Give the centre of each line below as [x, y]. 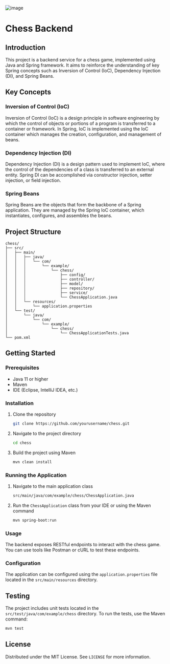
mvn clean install [32, 462]
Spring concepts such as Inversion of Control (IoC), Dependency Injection [83, 71]
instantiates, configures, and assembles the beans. [59, 216]
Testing [18, 596]
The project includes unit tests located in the [52, 608]
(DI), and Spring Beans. [30, 76]
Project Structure [33, 232]
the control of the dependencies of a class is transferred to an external [80, 169]
